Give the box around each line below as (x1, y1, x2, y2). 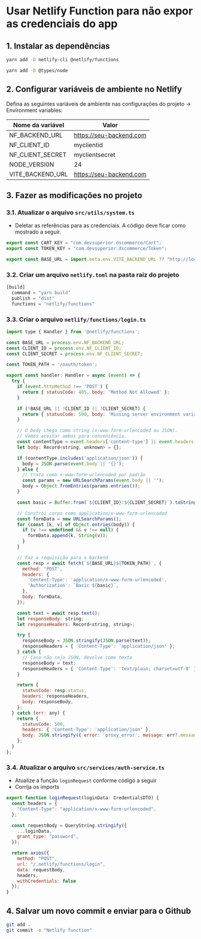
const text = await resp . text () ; (17, 610, 100, 616)
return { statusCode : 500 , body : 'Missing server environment (22, 411, 181, 417)
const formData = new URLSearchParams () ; (17, 516, 121, 522)
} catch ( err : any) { (11, 710, 66, 716)
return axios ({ (11, 850, 50, 856)
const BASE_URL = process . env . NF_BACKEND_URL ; (6, 339, 124, 346)
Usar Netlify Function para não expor (6, 4, 193, 18)
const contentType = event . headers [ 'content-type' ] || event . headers (17, 439, 194, 445)
